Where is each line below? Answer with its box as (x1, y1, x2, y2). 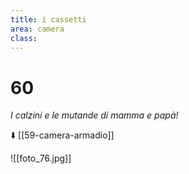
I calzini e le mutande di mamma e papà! (10, 109, 179, 121)
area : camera (10, 24, 65, 34)
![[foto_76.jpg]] (10, 152, 72, 165)
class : (10, 33, 38, 43)
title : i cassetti (10, 14, 87, 25)
